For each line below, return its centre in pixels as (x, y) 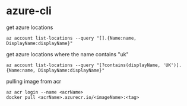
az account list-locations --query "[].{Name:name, (71, 38)
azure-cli (29, 11)
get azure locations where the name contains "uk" (67, 54)
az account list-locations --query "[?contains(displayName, (83, 65)
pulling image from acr (34, 81)
